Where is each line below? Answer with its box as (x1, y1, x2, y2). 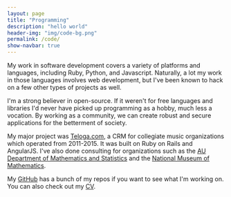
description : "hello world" (7, 23, 89, 30)
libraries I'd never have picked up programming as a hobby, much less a (7, 104, 212, 112)
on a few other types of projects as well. (7, 84, 122, 91)
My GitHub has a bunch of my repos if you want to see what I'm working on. (7, 175, 224, 183)
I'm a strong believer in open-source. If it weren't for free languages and (7, 97, 213, 104)
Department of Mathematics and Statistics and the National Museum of (7, 154, 210, 162)
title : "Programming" (7, 17, 70, 24)
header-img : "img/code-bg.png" (7, 29, 98, 37)
